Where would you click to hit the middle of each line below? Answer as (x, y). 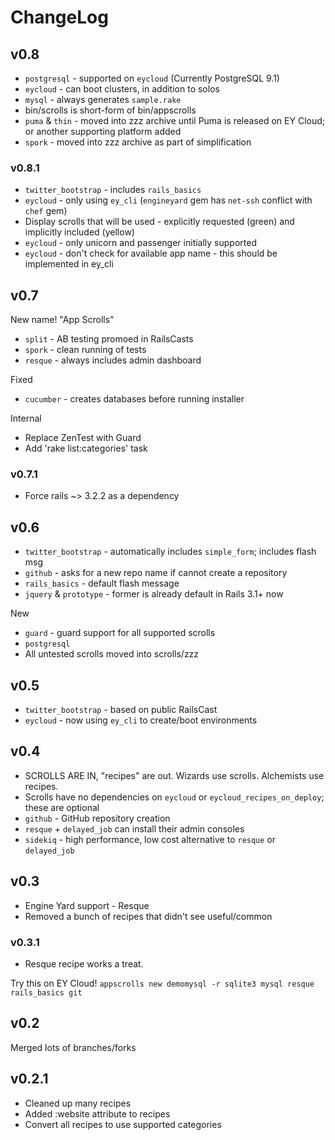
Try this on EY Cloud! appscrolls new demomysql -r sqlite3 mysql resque (162, 983)
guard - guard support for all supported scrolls (120, 633)
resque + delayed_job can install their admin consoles (134, 828)
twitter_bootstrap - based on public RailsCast (121, 710)
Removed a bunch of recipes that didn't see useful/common (148, 916)
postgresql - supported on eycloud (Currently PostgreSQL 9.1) (152, 78)
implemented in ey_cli (69, 264)
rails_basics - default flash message (102, 583)
